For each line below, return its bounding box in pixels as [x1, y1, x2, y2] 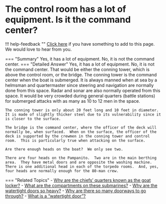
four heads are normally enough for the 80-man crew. [5, 168, 119, 173]
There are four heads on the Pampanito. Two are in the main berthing [5, 155, 157, 160]
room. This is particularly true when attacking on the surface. [5, 138, 146, 143]
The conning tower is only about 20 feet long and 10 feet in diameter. [5, 108, 159, 113]
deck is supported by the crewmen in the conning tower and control [5, 134, 150, 138]
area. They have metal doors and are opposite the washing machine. [5, 160, 153, 165]
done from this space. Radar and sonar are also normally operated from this [5, 87, 161, 93]
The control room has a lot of [5, 3, 126, 15]
